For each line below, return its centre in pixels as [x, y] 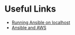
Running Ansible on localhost [41, 22]
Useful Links [30, 9]
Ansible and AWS [29, 27]
